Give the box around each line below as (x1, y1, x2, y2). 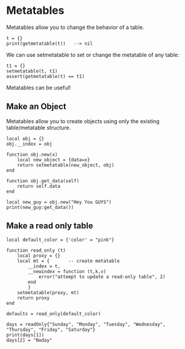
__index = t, (28, 263, 61, 269)
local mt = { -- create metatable (17, 258, 120, 264)
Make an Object (6, 101, 66, 112)
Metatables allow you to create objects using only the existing (6, 117, 160, 124)
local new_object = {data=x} (17, 156, 90, 163)
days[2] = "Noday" (6, 337, 52, 343)
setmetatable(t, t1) (6, 68, 58, 74)
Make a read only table (6, 221, 93, 231)
